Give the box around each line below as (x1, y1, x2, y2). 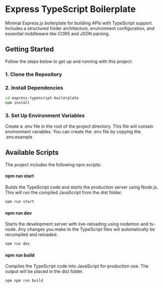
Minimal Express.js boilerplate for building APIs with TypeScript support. (5, 20, 153, 26)
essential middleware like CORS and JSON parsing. (5, 30, 110, 36)
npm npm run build (5, 278, 43, 283)
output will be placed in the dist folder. (5, 269, 83, 275)
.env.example (5, 134, 33, 140)
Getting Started (5, 45, 54, 53)
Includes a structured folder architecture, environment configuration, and (5, 25, 155, 31)
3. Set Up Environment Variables (5, 112, 85, 119)
